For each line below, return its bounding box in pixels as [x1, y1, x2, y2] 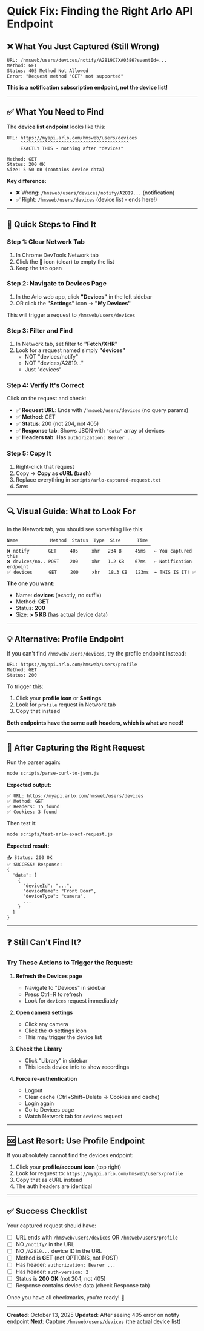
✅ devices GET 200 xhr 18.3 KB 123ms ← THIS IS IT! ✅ [7, 569, 196, 575]
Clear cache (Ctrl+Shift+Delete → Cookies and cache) [24, 1093, 160, 1100]
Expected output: [7, 782, 52, 788]
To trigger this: [7, 683, 44, 690]
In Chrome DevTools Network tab [15, 251, 99, 259]
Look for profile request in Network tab [15, 701, 116, 708]
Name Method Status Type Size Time [7, 537, 148, 543]
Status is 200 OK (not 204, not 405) [15, 1275, 106, 1282]
